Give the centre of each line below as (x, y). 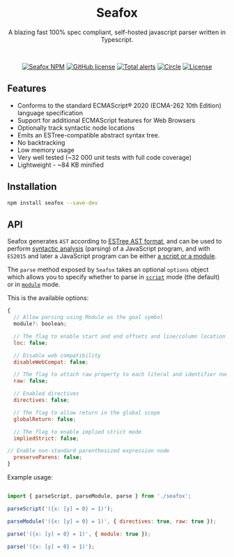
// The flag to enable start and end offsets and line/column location (120, 336)
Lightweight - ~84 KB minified (61, 165)
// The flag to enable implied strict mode (77, 432)
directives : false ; (42, 400)
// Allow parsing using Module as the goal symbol (88, 318)
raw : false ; (31, 381)
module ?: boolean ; (40, 324)
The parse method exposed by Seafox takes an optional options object (108, 269)
